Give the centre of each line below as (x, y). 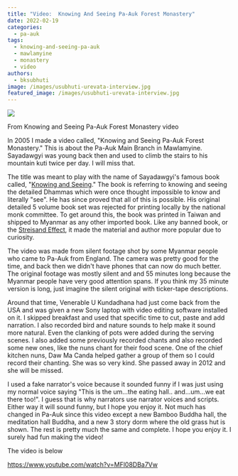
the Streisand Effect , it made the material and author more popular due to (114, 230)
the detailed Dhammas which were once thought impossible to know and (114, 192)
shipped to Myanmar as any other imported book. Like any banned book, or (118, 222)
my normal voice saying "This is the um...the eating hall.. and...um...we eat (116, 392)
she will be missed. (36, 371)
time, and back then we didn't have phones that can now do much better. (114, 266)
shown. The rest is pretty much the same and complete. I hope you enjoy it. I (119, 430)
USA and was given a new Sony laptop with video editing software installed (118, 310)
